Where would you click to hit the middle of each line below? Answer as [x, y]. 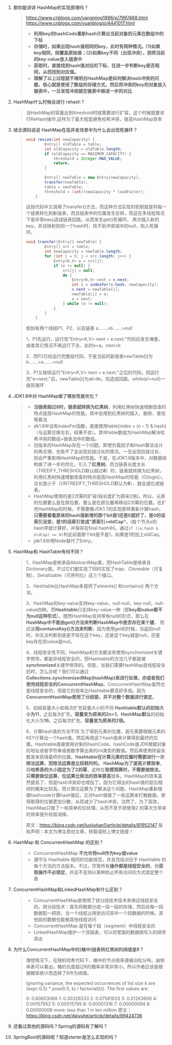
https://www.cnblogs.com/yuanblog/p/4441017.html [80, 23]
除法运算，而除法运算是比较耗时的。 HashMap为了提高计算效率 [93, 763]
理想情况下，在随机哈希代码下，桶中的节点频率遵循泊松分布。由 [93, 960]
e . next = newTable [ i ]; [96, 290]
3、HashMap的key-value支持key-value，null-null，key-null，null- [95, 603]
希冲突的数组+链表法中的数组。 [66, 439]
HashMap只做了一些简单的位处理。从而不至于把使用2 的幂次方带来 [96, 808]
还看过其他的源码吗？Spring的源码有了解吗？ [60, 1026]
